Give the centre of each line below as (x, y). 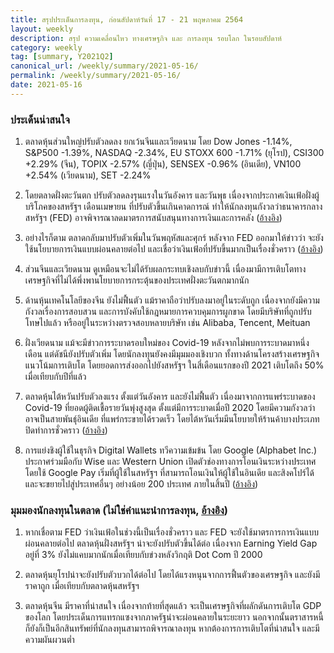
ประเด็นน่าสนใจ (40, 119)
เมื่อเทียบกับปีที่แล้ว (55, 377)
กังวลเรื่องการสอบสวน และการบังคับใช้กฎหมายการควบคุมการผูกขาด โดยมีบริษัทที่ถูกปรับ (168, 312)
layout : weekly (42, 29)
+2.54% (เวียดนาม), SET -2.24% (88, 175)
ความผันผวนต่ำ (49, 640)
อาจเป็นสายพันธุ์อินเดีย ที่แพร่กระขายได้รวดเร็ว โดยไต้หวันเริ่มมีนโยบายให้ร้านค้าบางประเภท (172, 419)
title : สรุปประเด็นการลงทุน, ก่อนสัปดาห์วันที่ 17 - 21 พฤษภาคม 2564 (127, 19)
